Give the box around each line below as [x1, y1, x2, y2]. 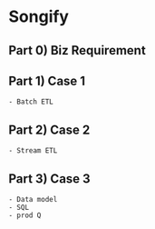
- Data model [8, 195, 58, 204]
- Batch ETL [8, 97, 53, 106]
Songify [8, 6, 70, 27]
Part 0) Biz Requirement [8, 43, 146, 58]
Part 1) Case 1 [8, 73, 86, 88]
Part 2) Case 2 [8, 122, 91, 137]
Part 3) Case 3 [8, 171, 92, 186]
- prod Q [8, 211, 42, 220]
